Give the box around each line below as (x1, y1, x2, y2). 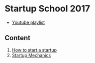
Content (4, 34, 31, 42)
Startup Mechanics (11, 52, 51, 58)
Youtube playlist (11, 19, 45, 25)
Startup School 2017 (4, 3, 91, 14)
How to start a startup (11, 47, 57, 53)
